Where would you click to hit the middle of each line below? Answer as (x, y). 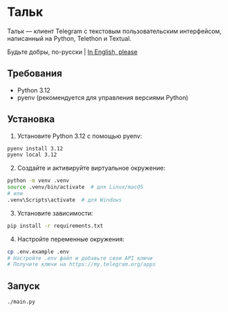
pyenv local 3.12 (32, 155)
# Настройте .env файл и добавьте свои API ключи (80, 258)
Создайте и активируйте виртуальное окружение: (91, 168)
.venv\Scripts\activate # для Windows (65, 200)
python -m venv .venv (38, 181)
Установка (31, 119)
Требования (35, 74)
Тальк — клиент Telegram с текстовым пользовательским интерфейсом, (115, 31)
